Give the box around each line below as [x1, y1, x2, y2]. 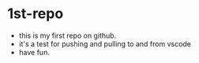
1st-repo [7, 5, 64, 23]
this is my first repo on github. [18, 31, 117, 40]
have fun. [18, 47, 51, 57]
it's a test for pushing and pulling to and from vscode [18, 39, 191, 48]
